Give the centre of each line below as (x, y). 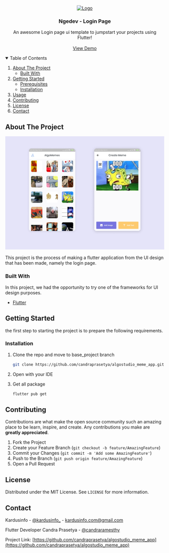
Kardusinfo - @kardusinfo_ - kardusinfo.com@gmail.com (64, 520)
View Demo (85, 49)
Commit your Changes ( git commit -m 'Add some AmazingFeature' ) (82, 453)
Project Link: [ (20, 540)
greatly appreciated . (27, 433)
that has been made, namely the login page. (51, 263)
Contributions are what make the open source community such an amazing (83, 422)
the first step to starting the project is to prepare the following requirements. (84, 330)
